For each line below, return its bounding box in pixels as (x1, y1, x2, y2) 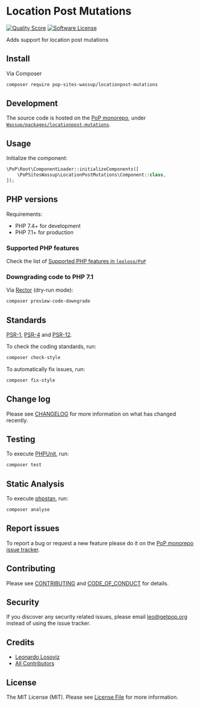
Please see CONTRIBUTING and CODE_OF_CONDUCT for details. (6, 579, 169, 587)
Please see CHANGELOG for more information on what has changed (6, 410, 176, 417)
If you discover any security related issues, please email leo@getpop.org (6, 613, 188, 620)
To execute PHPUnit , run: (6, 450, 69, 457)
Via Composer (6, 70, 42, 77)
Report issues (6, 523, 60, 534)
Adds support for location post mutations (6, 36, 109, 43)
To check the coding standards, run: (6, 343, 97, 350)
